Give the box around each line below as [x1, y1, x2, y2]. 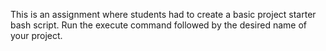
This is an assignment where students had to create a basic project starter [10, 9, 317, 20]
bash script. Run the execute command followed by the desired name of [10, 19, 307, 31]
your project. [10, 30, 63, 41]
